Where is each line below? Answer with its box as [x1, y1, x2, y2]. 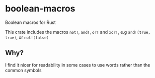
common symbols [5, 67, 42, 73]
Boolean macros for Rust [5, 19, 56, 25]
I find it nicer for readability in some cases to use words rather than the [5, 62, 151, 68]
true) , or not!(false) [5, 34, 49, 40]
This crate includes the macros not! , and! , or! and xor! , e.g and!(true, [5, 29, 151, 35]
